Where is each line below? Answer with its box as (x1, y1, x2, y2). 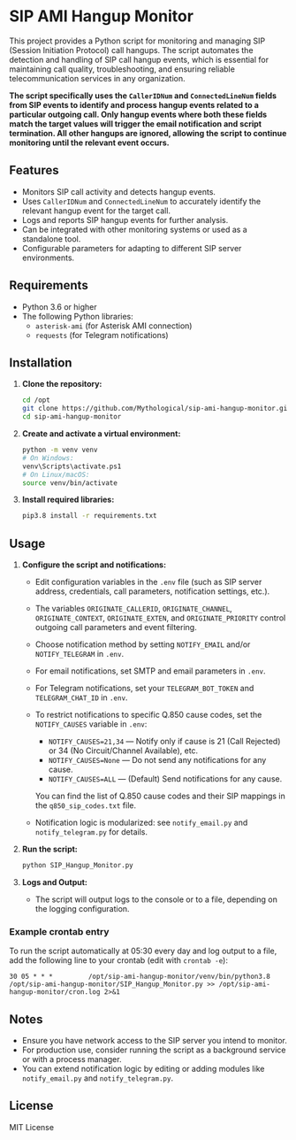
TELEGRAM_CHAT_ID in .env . (34, 692, 128, 703)
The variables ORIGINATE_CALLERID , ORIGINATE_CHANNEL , (34, 604, 232, 614)
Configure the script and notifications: (21, 559, 166, 570)
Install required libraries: (21, 494, 115, 505)
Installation (9, 355, 72, 370)
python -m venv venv (21, 445, 98, 454)
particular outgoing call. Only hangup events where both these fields (9, 109, 268, 119)
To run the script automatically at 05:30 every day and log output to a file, (9, 945, 277, 957)
